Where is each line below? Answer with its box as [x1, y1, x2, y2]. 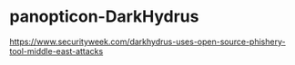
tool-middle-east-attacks [9, 45, 104, 56]
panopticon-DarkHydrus [9, 6, 199, 27]
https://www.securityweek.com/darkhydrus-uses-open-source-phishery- [9, 36, 286, 47]
